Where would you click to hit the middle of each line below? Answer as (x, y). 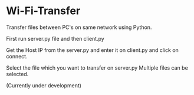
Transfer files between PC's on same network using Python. (79, 27)
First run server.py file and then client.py (55, 38)
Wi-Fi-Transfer (43, 11)
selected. (17, 74)
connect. (17, 56)
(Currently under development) (44, 85)
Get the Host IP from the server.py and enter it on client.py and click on (92, 50)
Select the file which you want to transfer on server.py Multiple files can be (97, 68)
